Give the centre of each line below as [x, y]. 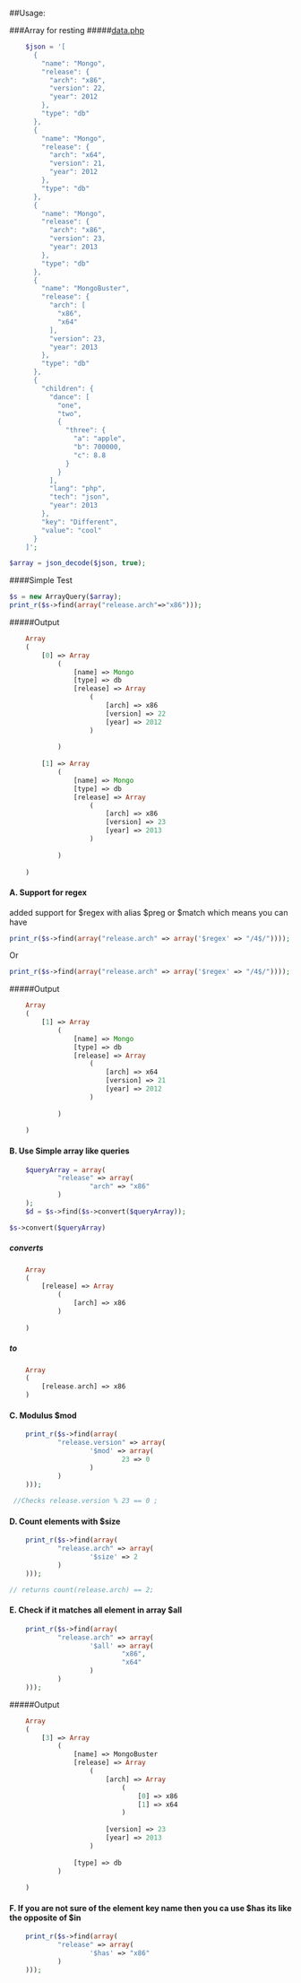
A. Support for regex [48, 892]
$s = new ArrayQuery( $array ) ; [66, 597]
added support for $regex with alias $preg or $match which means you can [149, 912]
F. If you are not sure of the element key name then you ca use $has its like [150, 1908]
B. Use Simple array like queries [69, 1151]
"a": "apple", [99, 439]
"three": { [86, 431]
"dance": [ [69, 397]
